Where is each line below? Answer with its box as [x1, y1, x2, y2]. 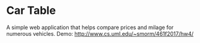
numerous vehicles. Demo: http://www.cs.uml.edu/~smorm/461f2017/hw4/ [6, 30, 194, 37]
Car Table [6, 4, 56, 18]
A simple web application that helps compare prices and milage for [6, 24, 174, 31]
